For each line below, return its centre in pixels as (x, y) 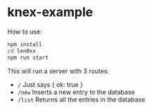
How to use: (25, 32)
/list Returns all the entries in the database (81, 99)
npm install (25, 44)
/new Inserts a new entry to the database (76, 92)
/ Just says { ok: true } (50, 84)
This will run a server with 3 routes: (58, 71)
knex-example (50, 12)
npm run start (28, 57)
